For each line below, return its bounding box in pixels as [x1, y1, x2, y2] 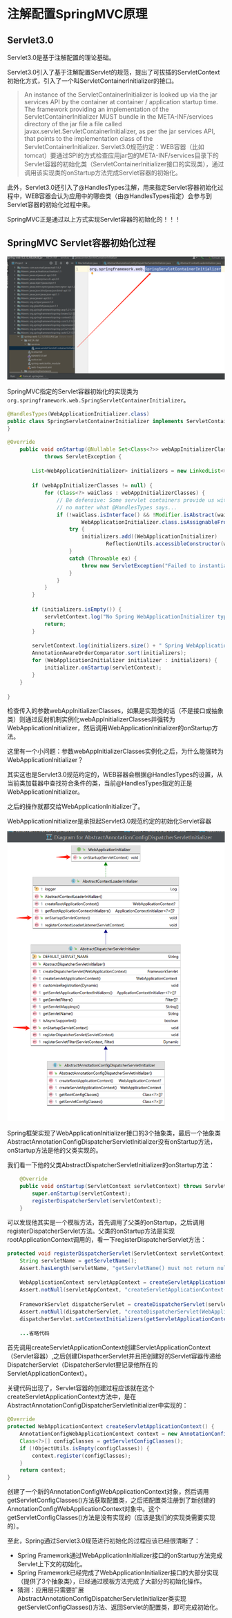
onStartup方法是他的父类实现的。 [7, 1147, 102, 1155]
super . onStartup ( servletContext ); [32, 1190, 131, 1198]
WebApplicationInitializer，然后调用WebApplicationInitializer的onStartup [7, 724, 213, 732]
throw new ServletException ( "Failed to [81, 562, 196, 569]
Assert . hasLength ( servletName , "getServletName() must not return [19, 1265, 215, 1271]
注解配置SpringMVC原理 [7, 6, 148, 22]
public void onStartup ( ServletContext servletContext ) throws [19, 1183, 202, 1190]
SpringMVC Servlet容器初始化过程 [7, 237, 156, 249]
